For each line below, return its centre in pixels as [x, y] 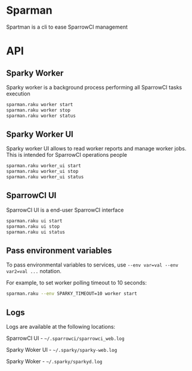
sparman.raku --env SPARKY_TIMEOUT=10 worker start [72, 294]
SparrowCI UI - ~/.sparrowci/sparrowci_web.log [65, 338]
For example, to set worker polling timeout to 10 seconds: [77, 283]
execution [18, 94]
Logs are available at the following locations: [61, 326]
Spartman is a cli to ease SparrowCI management [67, 27]
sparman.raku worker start [40, 104]
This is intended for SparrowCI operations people [66, 155]
